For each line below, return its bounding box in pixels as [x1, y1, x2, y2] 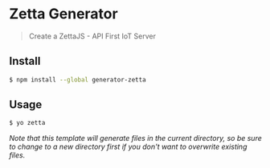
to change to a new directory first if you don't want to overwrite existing [9, 142, 247, 152]
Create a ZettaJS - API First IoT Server [28, 31, 156, 41]
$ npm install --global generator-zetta [9, 75, 147, 84]
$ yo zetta [9, 119, 46, 127]
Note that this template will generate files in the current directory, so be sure [9, 134, 262, 143]
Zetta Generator [9, 5, 119, 23]
